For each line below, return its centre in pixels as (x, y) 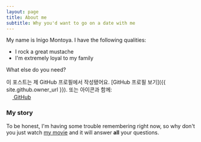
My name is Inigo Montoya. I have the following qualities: (76, 40)
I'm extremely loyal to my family (54, 58)
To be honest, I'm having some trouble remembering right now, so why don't (100, 126)
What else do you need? (36, 70)
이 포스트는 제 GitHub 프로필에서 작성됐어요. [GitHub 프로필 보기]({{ (86, 82)
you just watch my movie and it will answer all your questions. (83, 132)
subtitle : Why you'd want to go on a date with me (71, 23)
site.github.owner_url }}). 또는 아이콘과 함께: (59, 90)
